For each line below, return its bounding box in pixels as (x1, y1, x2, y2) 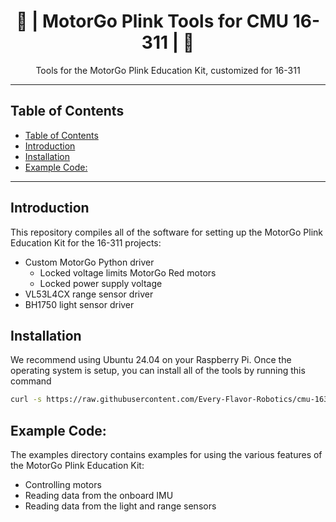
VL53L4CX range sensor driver (24, 288, 154, 300)
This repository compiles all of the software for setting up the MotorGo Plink (10, 226, 324, 238)
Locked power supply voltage (39, 277, 163, 289)
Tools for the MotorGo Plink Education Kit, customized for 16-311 (35, 64, 301, 76)
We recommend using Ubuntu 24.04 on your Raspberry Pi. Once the (10, 354, 292, 366)
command (10, 375, 52, 387)
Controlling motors (24, 479, 102, 491)
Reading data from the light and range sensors (24, 500, 217, 512)
